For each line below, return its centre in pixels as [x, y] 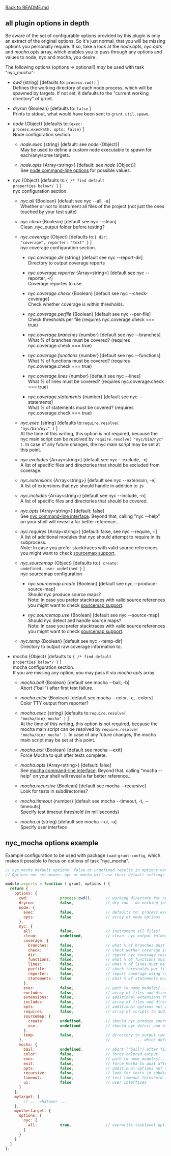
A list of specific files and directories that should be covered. [84, 501]
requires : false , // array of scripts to [90, 1012]
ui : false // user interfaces [85, 1083]
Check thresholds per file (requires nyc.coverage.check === [91, 319]
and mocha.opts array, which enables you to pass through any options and [84, 52]
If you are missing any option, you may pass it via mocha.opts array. [84, 672]
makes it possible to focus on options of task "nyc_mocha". [67, 861]
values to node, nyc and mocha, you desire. [51, 57]
